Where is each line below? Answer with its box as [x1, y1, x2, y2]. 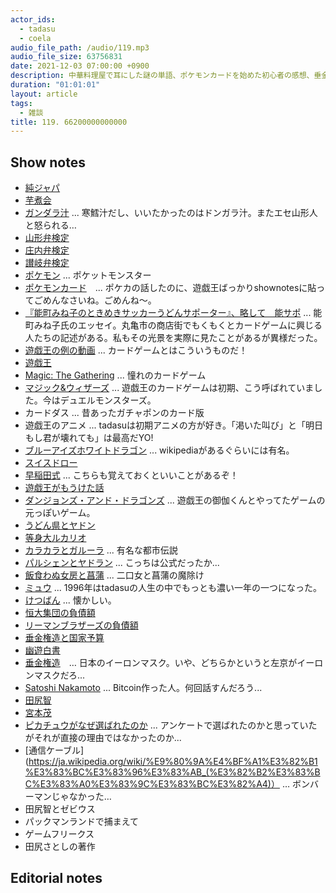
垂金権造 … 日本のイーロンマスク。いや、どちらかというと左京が [24, 657, 298, 669]
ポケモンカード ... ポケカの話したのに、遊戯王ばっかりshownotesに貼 [24, 282, 317, 294]
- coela [19, 33, 52, 43]
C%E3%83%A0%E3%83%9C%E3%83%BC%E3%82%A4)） [24, 778, 280, 790]
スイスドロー [24, 457, 78, 469]
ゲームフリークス [24, 828, 95, 840]
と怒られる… [24, 219, 77, 231]
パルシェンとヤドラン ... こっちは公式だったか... [24, 557, 220, 569]
